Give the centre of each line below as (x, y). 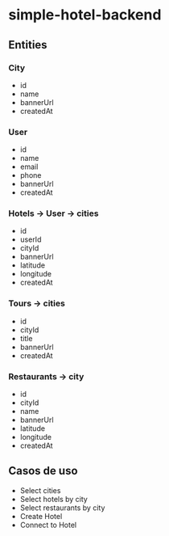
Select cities (40, 490)
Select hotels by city (54, 499)
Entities (28, 45)
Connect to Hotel (48, 525)
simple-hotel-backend (85, 15)
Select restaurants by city (62, 508)
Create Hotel (41, 516)
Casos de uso (43, 471)
